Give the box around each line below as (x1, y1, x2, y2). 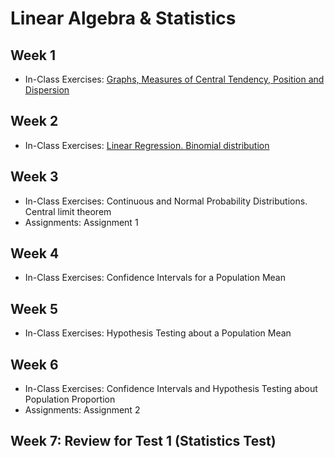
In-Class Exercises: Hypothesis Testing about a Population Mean (24, 327, 292, 339)
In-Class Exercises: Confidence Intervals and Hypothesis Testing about (24, 383, 318, 395)
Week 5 (10, 300, 58, 317)
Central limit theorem (24, 205, 112, 217)
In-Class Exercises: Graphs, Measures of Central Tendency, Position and (24, 73, 325, 85)
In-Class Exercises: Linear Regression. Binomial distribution (24, 139, 270, 151)
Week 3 (10, 168, 59, 186)
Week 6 (10, 356, 59, 373)
